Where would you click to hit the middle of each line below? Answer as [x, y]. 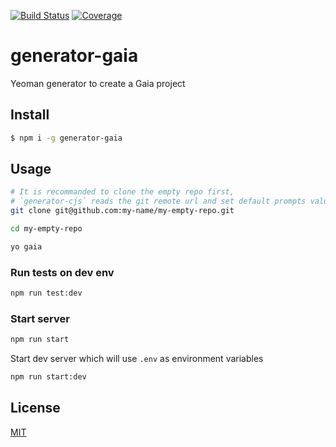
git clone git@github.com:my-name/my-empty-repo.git [122, 211]
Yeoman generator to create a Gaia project [98, 83]
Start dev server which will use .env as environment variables [137, 359]
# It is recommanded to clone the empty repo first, [122, 192]
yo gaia [26, 246]
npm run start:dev [48, 377]
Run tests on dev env [62, 272]
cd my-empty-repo [46, 229]
